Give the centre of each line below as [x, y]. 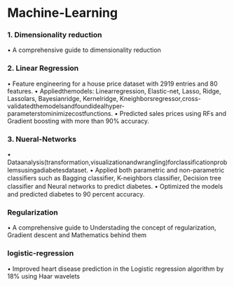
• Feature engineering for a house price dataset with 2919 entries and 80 [112, 84]
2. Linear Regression [43, 68]
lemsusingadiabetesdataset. [48, 171]
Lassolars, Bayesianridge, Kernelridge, [63, 98]
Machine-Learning [62, 13]
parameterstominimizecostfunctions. [60, 113]
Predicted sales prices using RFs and [173, 113]
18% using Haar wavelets [44, 276]
